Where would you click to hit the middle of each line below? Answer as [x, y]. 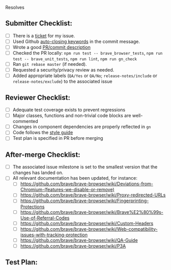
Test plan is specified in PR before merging [58, 138]
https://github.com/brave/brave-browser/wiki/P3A [73, 246]
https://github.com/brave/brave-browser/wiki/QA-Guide [79, 240]
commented [25, 121]
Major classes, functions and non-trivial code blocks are [72, 116]
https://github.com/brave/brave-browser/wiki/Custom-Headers [87, 223]
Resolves [15, 7]
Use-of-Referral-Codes [45, 218]
